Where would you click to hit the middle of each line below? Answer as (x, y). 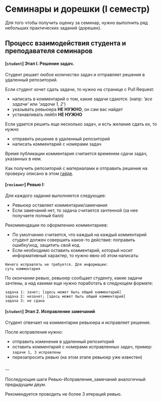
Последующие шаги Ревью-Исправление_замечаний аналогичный (75, 379)
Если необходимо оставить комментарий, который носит (72, 250)
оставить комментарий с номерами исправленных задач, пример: (82, 346)
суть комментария (23, 269)
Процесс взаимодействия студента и (66, 43)
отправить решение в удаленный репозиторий (61, 139)
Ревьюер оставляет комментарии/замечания (60, 205)
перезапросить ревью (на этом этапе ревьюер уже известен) (77, 357)
